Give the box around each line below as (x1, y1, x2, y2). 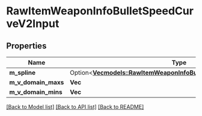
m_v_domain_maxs (9, 78, 64, 86)
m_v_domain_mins (9, 88, 63, 96)
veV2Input (6, 17, 60, 30)
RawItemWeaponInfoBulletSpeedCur (6, 4, 194, 18)
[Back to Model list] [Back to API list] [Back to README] (6, 103, 144, 110)
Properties (6, 41, 47, 51)
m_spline (9, 69, 36, 77)
